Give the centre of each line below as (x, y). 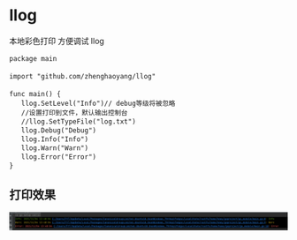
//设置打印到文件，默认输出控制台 (74, 112)
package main (33, 58)
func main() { (35, 94)
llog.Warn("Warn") (55, 148)
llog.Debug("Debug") (59, 130)
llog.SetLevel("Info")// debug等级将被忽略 (98, 103)
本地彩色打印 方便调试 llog (57, 41)
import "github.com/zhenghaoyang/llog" (83, 76)
